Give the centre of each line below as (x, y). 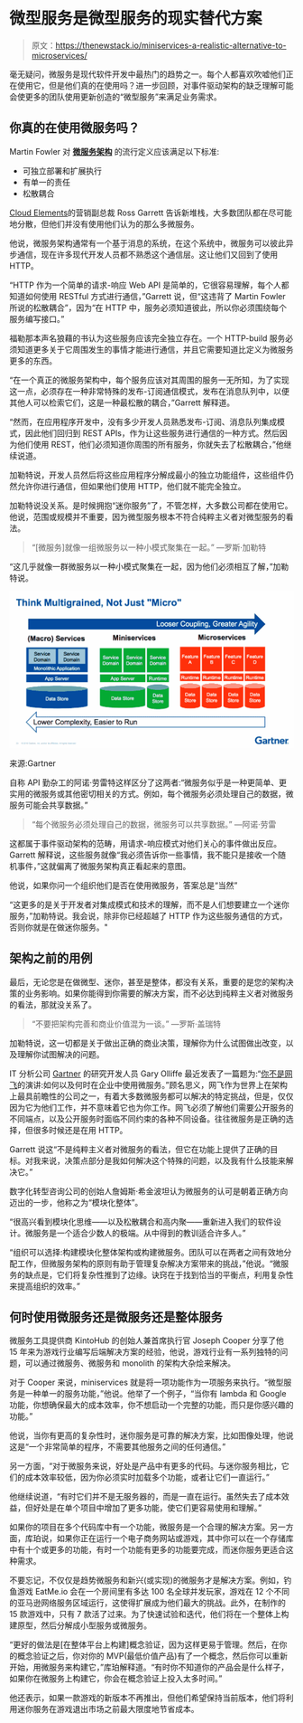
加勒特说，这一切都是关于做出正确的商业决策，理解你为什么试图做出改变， (147, 1043)
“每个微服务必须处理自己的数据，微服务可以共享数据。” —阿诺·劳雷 (154, 824)
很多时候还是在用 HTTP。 (80, 1130)
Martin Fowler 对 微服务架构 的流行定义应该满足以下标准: (115, 151)
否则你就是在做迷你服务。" (59, 927)
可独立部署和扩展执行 (62, 170)
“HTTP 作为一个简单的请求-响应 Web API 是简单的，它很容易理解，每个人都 (149, 285)
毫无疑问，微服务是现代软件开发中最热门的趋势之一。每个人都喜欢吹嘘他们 (147, 74)
